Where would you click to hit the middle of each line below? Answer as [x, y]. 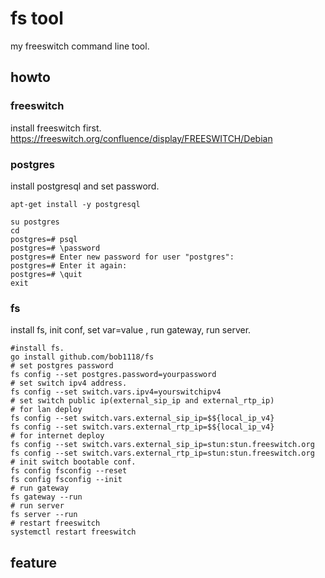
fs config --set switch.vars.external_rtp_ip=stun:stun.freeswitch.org [162, 453]
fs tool [37, 18]
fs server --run [44, 515]
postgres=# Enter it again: [69, 265]
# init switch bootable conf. [73, 462]
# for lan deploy [46, 410]
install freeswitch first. [56, 128]
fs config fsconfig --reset [69, 471]
